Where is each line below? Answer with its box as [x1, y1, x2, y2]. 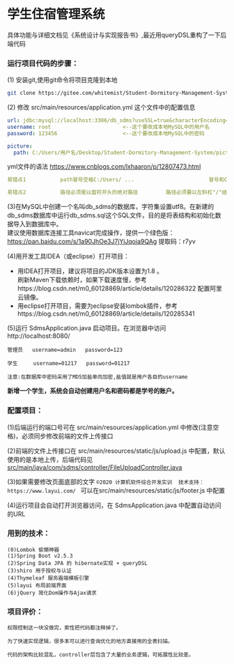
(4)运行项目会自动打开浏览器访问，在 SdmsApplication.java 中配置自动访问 [7, 501, 221, 509]
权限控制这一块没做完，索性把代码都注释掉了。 [7, 624, 122, 631]
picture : [7, 142, 33, 150]
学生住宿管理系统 [7, 6, 106, 22]
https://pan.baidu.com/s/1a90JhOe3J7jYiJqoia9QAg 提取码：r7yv [7, 238, 196, 246]
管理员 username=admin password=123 [7, 346, 123, 354]
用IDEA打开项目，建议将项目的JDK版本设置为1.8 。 [17, 267, 164, 275]
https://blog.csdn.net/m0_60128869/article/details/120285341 [17, 309, 195, 318]
